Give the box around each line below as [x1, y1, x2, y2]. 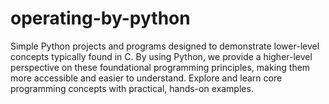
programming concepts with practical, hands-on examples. [10, 82, 254, 94]
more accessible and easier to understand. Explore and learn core [10, 72, 283, 84]
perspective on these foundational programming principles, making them [10, 61, 311, 73]
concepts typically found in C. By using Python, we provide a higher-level [10, 50, 313, 62]
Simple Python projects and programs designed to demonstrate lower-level [10, 40, 320, 52]
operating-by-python [10, 7, 191, 30]
